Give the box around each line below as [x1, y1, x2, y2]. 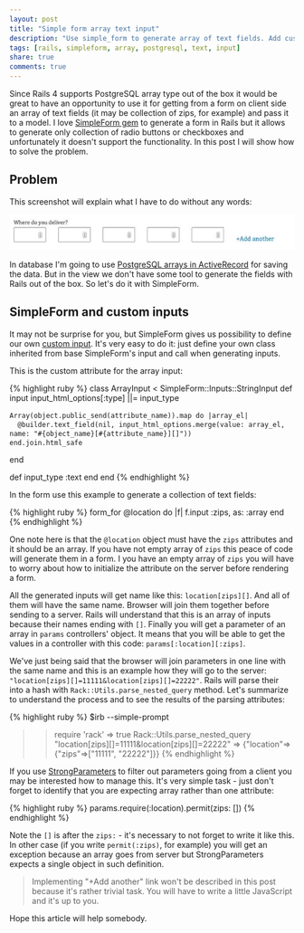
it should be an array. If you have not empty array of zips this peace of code [9, 543, 294, 554]
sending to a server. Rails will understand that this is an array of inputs [9, 609, 271, 620]
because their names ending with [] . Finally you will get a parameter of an [9, 618, 287, 629]
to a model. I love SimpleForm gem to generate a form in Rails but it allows [9, 118, 286, 128]
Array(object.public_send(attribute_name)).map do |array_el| [9, 411, 249, 420]
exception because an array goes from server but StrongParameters [9, 849, 264, 860]
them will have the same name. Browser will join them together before [9, 599, 270, 610]
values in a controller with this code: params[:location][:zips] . [9, 638, 246, 649]
